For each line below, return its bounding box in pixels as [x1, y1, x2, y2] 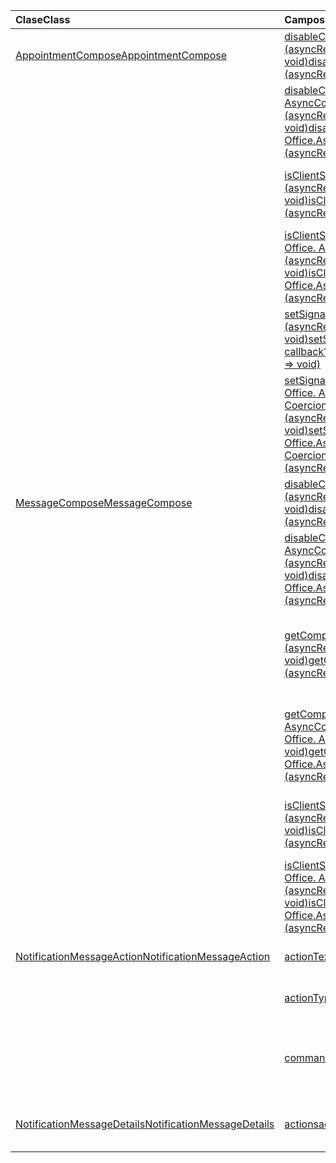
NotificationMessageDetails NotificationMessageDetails [15, 1117, 275, 1131]
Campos [284, 13, 325, 26]
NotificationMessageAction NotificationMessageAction [15, 950, 271, 963]
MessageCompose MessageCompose [15, 496, 193, 509]
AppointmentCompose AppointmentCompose [15, 49, 228, 62]
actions [284, 1117, 320, 1131]
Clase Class [15, 13, 71, 26]
